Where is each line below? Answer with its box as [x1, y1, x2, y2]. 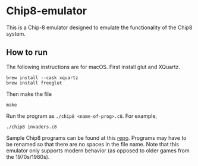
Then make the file [6, 90, 52, 98]
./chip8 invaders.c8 [6, 124, 58, 130]
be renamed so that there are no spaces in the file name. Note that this [6, 140, 180, 148]
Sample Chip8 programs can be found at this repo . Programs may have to [6, 134, 187, 141]
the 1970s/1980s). [6, 153, 50, 160]
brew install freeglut [6, 80, 62, 86]
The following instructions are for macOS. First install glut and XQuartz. [6, 63, 180, 70]
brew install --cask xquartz [6, 74, 78, 81]
